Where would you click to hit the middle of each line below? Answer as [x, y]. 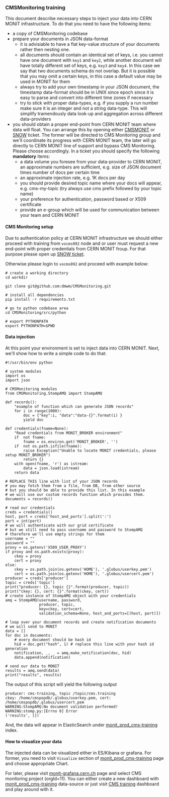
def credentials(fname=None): [37, 428]
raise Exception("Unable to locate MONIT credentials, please [90, 451]
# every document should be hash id [53, 640]
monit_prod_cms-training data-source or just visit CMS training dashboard [82, 784]
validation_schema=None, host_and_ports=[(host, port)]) [100, 613]
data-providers [35, 119]
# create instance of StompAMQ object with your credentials [71, 596]
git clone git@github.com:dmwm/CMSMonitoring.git [58, 286]
